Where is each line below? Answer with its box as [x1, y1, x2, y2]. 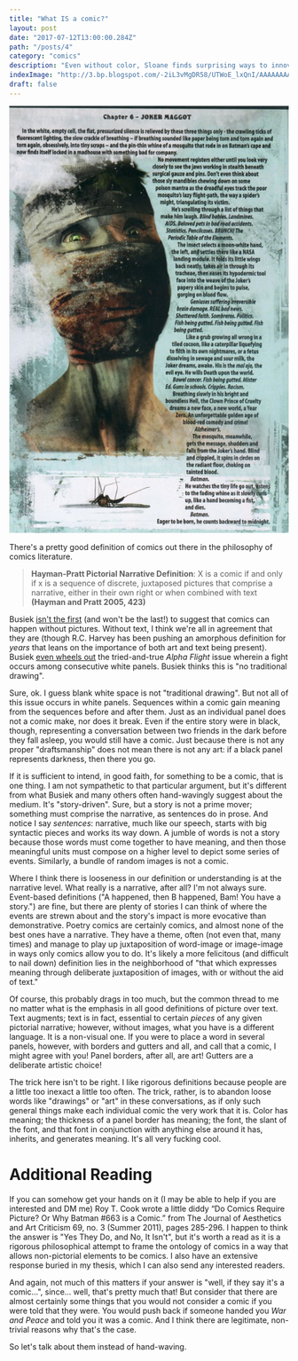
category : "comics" [9, 51, 82, 61]
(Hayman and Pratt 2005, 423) [30, 596, 146, 607]
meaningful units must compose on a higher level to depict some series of [9, 846, 280, 856]
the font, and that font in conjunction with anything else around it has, [9, 1123, 263, 1135]
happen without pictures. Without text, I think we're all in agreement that [9, 623, 273, 633]
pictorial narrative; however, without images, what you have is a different [9, 1021, 275, 1033]
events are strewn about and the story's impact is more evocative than [9, 910, 267, 921]
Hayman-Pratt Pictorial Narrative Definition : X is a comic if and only [30, 568, 284, 578]
